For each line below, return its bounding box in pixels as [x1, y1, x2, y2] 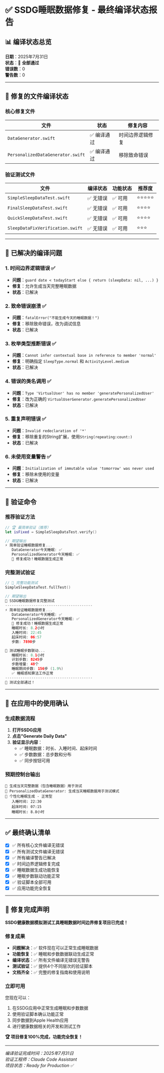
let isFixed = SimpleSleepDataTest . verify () [5, 529, 97, 534]
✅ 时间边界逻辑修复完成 [12, 861, 60, 867]
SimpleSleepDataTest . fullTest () [5, 585, 71, 590]
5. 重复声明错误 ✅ [5, 416, 46, 422]
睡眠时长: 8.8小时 [11, 810, 45, 814]
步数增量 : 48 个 [11, 662, 39, 667]
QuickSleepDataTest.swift [7, 216, 68, 221]
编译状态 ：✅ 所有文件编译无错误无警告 [12, 957, 90, 963]
